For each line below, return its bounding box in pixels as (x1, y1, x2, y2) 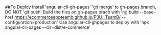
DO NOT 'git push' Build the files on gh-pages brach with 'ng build (5, 9, 139, 15)
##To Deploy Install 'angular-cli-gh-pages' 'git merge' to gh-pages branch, (5, 4, 157, 10)
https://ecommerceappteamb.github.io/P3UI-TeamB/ (14, 14, 121, 20)
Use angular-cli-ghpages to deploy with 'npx (59, 19, 149, 25)
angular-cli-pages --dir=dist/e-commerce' (5, 24, 91, 30)
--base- (139, 9, 156, 15)
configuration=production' (5, 19, 58, 25)
